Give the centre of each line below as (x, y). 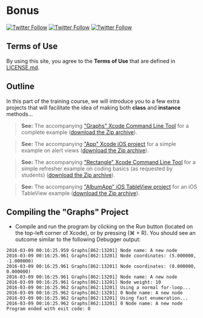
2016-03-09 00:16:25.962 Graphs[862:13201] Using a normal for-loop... (98, 288)
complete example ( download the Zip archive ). (79, 132)
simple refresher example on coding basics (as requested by (97, 168)
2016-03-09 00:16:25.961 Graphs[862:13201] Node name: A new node (92, 277)
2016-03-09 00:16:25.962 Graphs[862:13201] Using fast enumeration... (97, 298)
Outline (20, 86)
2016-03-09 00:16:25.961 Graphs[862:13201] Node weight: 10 (84, 282)
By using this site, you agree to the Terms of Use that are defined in (91, 61)
